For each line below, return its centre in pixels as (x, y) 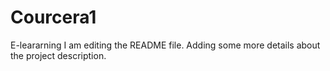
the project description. (58, 55)
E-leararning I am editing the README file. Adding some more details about (165, 45)
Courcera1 (53, 17)
